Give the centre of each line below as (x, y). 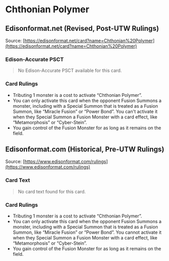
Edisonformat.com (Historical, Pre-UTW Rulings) (85, 149)
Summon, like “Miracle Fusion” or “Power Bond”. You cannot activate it (87, 232)
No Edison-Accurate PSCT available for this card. (70, 71)
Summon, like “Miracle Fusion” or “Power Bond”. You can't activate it (85, 111)
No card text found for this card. (52, 191)
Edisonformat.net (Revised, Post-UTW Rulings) (82, 28)
